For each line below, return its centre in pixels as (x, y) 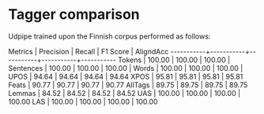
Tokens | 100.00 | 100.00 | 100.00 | (174, 60)
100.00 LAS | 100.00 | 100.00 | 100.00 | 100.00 (83, 101)
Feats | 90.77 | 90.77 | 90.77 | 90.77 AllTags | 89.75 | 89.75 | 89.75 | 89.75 (128, 85)
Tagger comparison (74, 15)
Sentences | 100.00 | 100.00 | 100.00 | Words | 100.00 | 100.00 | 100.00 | (126, 68)
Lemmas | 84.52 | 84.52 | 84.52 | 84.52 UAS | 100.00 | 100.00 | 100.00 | (124, 93)
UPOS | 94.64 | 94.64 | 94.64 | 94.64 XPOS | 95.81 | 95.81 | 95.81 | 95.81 (126, 76)
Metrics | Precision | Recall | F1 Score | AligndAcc (89, 51)
